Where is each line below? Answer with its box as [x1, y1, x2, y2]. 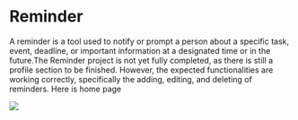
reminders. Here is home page [9, 83, 122, 94]
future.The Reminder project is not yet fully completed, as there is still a [9, 55, 274, 65]
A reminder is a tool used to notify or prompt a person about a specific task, [9, 36, 290, 47]
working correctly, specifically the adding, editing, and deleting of [9, 73, 253, 84]
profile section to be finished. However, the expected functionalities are [9, 64, 274, 75]
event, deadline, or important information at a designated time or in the [9, 45, 271, 56]
